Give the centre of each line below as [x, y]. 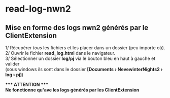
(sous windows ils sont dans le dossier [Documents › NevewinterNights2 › [84, 69]
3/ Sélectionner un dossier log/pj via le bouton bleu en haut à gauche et [80, 58]
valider [12, 64]
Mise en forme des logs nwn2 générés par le [77, 28]
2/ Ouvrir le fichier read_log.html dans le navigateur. [60, 53]
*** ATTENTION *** [27, 85]
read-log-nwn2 [38, 9]
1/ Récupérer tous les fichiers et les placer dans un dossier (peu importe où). [85, 48]
